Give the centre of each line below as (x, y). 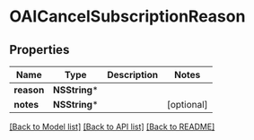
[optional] (187, 105)
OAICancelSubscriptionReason (127, 17)
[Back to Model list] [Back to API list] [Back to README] (112, 127)
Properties (39, 50)
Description (133, 75)
